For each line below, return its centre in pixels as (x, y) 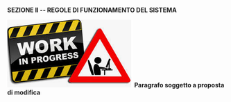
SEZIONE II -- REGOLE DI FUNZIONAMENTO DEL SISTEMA (92, 10)
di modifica (24, 92)
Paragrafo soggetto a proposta (179, 85)
